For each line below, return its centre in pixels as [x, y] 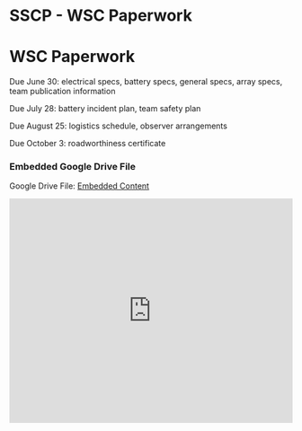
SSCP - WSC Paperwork [101, 16]
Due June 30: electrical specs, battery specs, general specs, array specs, [146, 82]
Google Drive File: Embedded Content [80, 186]
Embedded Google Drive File [73, 167]
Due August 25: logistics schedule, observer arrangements [118, 126]
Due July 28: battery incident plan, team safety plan [105, 109]
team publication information [62, 92]
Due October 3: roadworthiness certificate [88, 144]
